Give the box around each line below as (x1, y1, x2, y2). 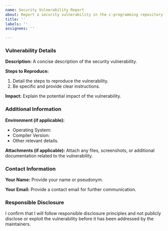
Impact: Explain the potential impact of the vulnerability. (5, 93, 122, 99)
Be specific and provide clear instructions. (12, 84, 101, 90)
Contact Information (5, 165, 56, 172)
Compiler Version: (12, 132, 50, 138)
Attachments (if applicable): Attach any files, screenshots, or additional (5, 147, 155, 153)
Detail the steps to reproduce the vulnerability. (12, 78, 109, 84)
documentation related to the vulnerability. (5, 152, 93, 159)
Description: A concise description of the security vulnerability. (5, 58, 137, 64)
